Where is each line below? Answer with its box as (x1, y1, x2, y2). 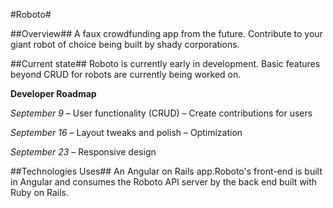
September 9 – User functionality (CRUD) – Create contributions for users (10, 107, 313, 119)
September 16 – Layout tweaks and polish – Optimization (10, 127, 243, 138)
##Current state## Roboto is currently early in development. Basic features (10, 58, 321, 69)
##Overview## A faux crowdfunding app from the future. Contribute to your (10, 28, 323, 39)
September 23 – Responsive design (10, 146, 157, 158)
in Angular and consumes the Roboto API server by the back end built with (10, 176, 318, 188)
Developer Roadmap (10, 88, 97, 99)
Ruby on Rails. (10, 187, 70, 198)
